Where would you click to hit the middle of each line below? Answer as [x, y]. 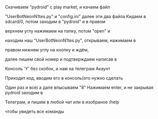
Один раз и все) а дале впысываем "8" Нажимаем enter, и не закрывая [79, 87]
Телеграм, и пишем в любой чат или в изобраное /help [62, 102]
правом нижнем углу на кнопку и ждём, [47, 50]
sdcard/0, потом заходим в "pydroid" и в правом [55, 22]
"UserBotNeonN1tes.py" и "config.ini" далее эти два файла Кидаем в [76, 16]
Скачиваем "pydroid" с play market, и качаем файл [58, 7]
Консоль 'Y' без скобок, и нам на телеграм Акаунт [58, 68]
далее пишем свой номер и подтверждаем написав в [61, 59]
